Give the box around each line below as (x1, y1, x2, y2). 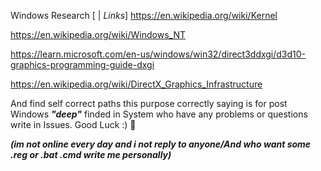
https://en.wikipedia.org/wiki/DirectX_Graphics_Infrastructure (10, 78, 263, 90)
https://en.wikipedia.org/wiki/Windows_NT (10, 29, 186, 40)
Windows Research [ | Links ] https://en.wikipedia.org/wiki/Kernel (10, 10, 278, 21)
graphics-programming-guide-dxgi (10, 59, 155, 70)
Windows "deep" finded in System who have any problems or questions (10, 108, 308, 120)
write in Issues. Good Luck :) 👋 (10, 119, 137, 130)
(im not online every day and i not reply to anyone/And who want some (10, 138, 312, 150)
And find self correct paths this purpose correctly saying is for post (10, 98, 288, 109)
